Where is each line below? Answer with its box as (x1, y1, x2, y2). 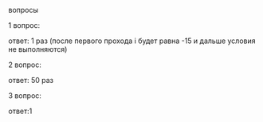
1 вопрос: (8, 21, 41, 30)
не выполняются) (8, 45, 68, 53)
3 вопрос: (8, 91, 42, 100)
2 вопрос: (8, 60, 42, 69)
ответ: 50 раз (8, 76, 54, 85)
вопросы (8, 6, 38, 14)
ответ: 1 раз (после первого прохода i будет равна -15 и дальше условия (8, 36, 257, 45)
